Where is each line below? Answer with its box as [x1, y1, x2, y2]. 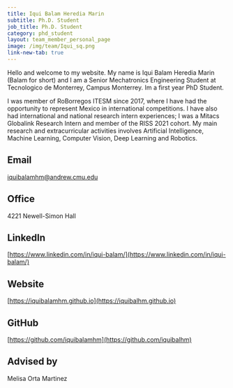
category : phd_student [7, 29, 73, 37]
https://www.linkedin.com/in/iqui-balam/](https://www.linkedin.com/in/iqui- [9, 250, 226, 259]
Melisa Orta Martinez [7, 374, 68, 382]
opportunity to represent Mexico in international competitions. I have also [7, 104, 218, 113]
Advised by [7, 356, 58, 368]
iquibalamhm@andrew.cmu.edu [7, 173, 98, 181]
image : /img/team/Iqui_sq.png [7, 43, 96, 50]
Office [7, 193, 35, 205]
